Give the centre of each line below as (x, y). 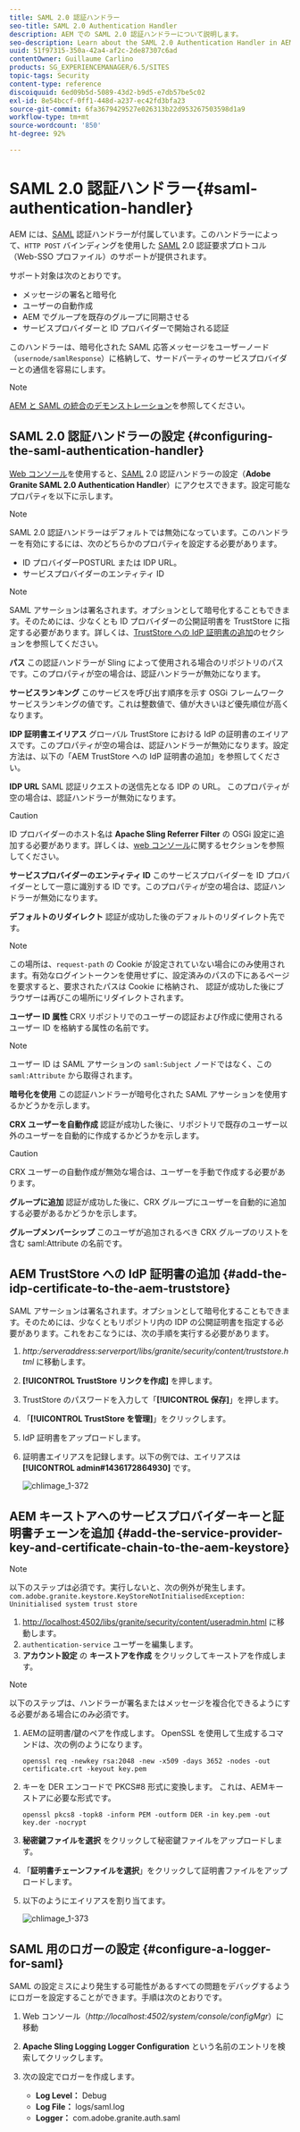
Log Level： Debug (71, 2095)
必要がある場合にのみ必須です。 (75, 1714)
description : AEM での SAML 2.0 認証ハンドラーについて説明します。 (126, 34)
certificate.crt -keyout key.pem (84, 1769)
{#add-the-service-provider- (200, 1533)
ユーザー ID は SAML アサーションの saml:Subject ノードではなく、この (141, 1063)
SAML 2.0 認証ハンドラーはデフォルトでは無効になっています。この (133, 532)
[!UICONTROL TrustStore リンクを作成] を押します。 (119, 1381)
